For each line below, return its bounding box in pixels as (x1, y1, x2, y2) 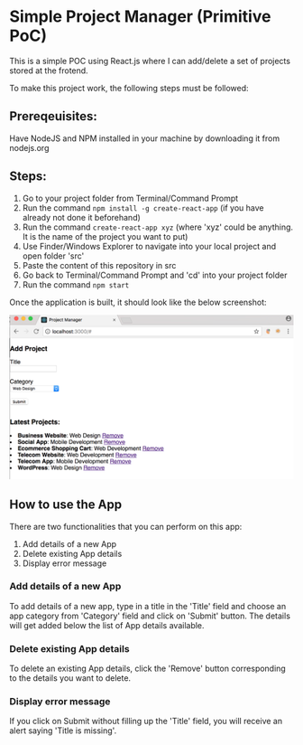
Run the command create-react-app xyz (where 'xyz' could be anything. (22, 222, 294, 232)
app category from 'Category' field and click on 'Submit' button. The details (9, 610, 291, 621)
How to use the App (9, 497, 123, 513)
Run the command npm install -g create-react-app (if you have (22, 202, 264, 213)
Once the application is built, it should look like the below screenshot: (9, 297, 268, 307)
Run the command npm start (22, 278, 130, 290)
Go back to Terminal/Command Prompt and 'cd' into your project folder (22, 269, 288, 280)
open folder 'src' (22, 250, 85, 261)
